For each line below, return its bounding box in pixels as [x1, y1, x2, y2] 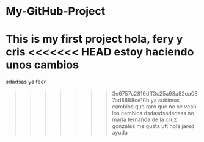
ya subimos [150, 96, 180, 104]
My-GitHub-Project [5, 4, 106, 18]
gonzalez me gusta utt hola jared [112, 122, 195, 130]
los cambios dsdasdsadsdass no [112, 110, 195, 117]
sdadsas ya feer [5, 78, 46, 86]
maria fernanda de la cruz [112, 116, 177, 123]
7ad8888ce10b [112, 96, 150, 104]
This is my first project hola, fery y [5, 32, 183, 46]
